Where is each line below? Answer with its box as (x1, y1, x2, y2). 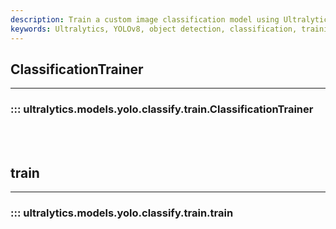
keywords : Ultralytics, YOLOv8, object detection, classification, (10, 24, 298, 34)
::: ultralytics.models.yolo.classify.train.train (10, 206, 234, 220)
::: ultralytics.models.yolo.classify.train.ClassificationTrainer (10, 102, 314, 116)
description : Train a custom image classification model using (10, 14, 280, 25)
